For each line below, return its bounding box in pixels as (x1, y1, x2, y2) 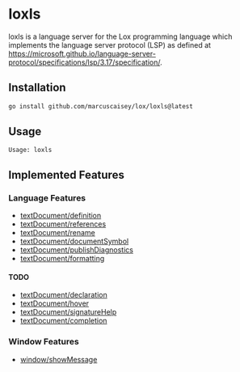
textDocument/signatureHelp (19, 307, 117, 317)
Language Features (8, 192, 86, 203)
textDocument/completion (19, 316, 107, 326)
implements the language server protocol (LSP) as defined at (8, 40, 212, 49)
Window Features (8, 336, 79, 348)
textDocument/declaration (19, 290, 107, 300)
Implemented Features (8, 167, 125, 182)
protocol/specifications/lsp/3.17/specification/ (8, 57, 161, 67)
